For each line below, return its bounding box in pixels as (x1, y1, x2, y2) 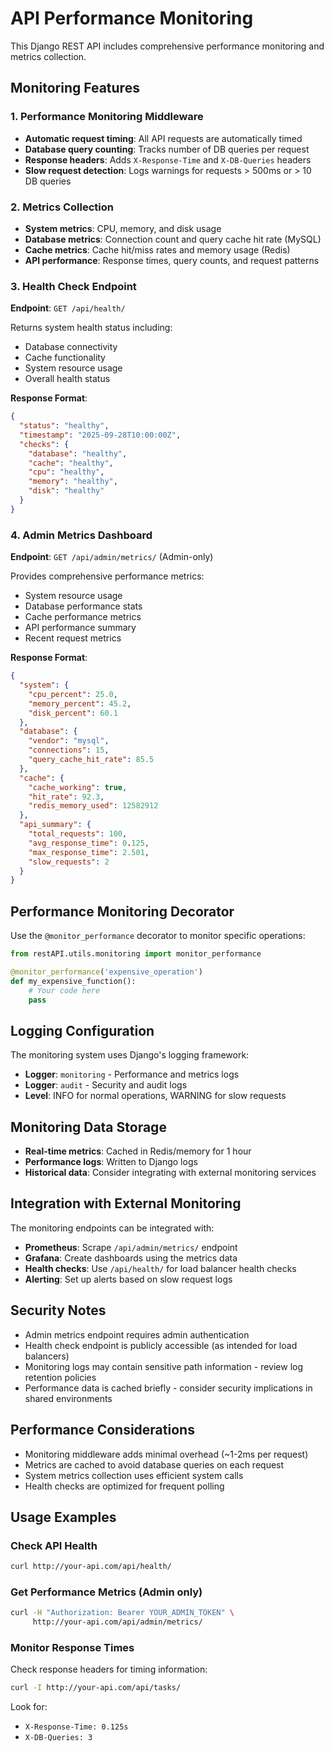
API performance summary (24, 622, 137, 634)
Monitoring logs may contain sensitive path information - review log (24, 1360, 304, 1372)
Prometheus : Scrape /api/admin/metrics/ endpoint (24, 1241, 238, 1253)
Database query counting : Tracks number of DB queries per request (24, 143, 310, 155)
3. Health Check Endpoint (10, 279, 137, 293)
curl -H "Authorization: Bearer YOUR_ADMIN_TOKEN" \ (10, 1608, 235, 1618)
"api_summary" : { (19, 820, 92, 830)
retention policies (24, 1371, 97, 1383)
